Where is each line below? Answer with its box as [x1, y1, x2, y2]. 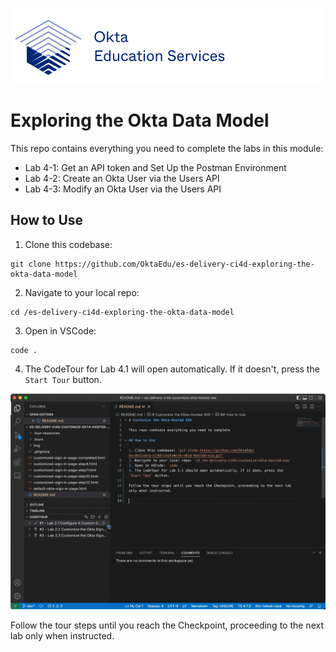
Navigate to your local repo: [24, 286, 140, 298]
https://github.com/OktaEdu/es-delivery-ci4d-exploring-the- [54, 259, 315, 269]
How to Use [10, 212, 84, 229]
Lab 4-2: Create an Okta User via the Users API [24, 172, 220, 184]
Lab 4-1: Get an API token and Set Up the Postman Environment [24, 161, 287, 173]
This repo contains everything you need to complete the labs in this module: [10, 142, 324, 154]
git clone [10, 259, 52, 269]
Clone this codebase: [24, 238, 113, 250]
